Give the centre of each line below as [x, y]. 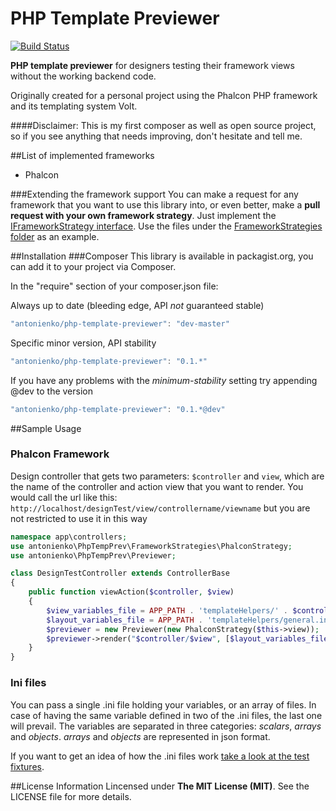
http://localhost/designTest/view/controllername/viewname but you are [160, 508]
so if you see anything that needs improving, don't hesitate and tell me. [156, 136]
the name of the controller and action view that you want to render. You [157, 486]
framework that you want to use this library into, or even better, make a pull [165, 204]
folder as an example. [55, 236]
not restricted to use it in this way [79, 518]
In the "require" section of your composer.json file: [114, 286]
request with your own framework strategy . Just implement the [143, 215]
